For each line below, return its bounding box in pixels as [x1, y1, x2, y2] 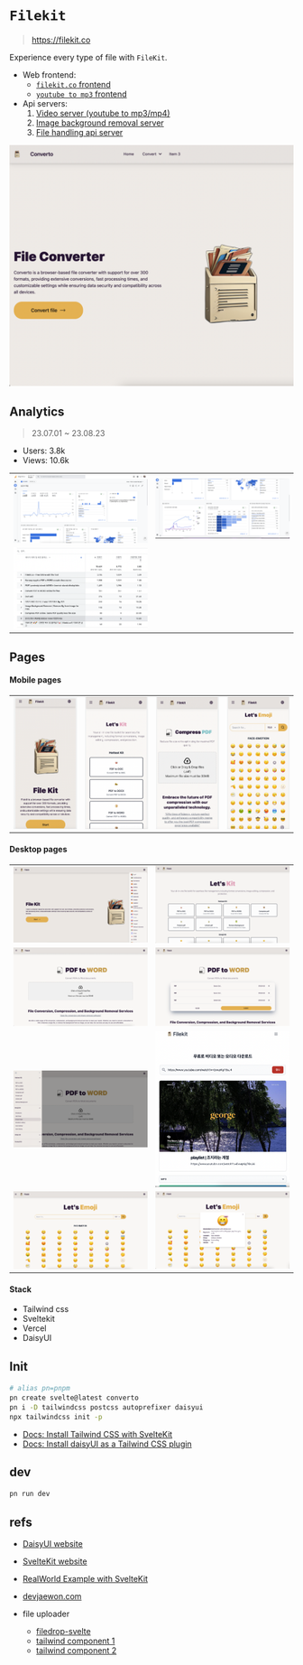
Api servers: [22, 98, 68, 108]
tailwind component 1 [35, 1635, 115, 1647]
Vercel [22, 1323, 47, 1334]
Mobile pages [9, 674, 61, 685]
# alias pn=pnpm [9, 1384, 70, 1393]
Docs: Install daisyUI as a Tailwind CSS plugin [22, 1438, 192, 1449]
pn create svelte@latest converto [9, 1393, 140, 1402]
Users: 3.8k [22, 445, 66, 456]
